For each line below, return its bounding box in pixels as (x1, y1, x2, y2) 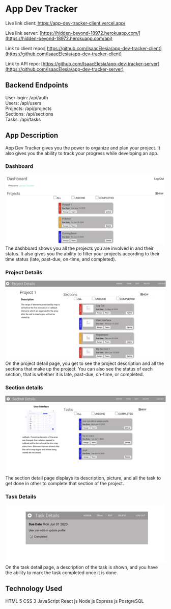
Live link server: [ (5, 30, 42, 36)
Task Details (5, 493, 37, 500)
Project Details (5, 269, 42, 276)
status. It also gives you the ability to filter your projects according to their (5, 250, 160, 256)
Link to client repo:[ (5, 45, 46, 51)
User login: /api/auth (5, 94, 48, 100)
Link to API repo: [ (5, 60, 43, 67)
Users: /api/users (5, 100, 42, 106)
